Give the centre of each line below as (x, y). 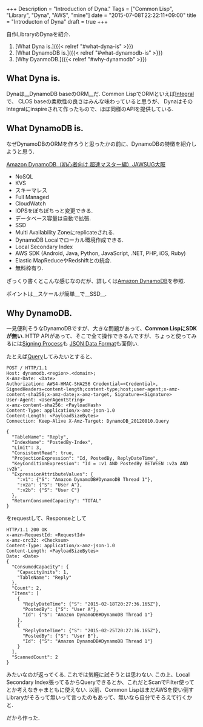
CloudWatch (31, 203)
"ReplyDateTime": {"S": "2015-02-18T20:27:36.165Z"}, (92, 604)
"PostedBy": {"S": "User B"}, (60, 636)
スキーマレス (31, 190)
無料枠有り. (29, 268)
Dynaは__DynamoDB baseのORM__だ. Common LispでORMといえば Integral (100, 94)
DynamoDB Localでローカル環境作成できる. (69, 240)
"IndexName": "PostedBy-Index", (53, 443)
